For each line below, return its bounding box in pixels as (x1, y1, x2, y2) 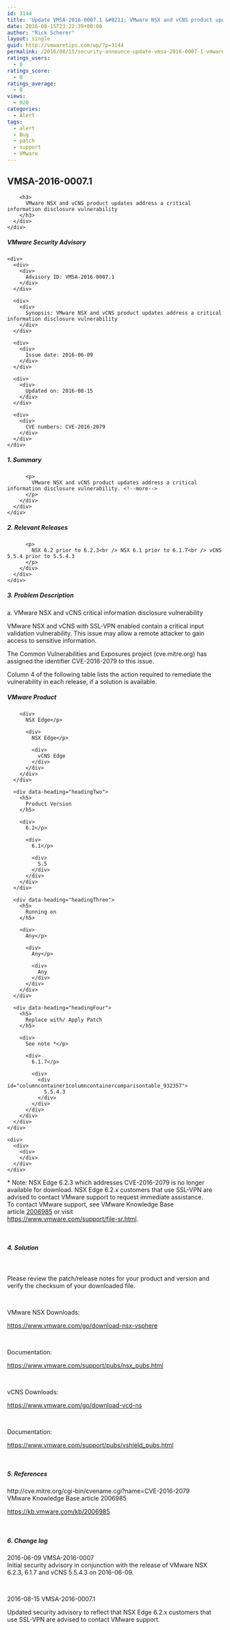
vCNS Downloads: (7, 1387, 59, 1396)
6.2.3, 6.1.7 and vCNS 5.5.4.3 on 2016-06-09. (7, 1568, 134, 1577)
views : (7, 93, 26, 100)
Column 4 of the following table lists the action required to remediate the (7, 670, 212, 679)
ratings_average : (7, 80, 57, 87)
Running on (25, 908, 57, 915)
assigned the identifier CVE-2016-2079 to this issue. (7, 657, 155, 665)
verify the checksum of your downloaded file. (7, 1281, 136, 1289)
